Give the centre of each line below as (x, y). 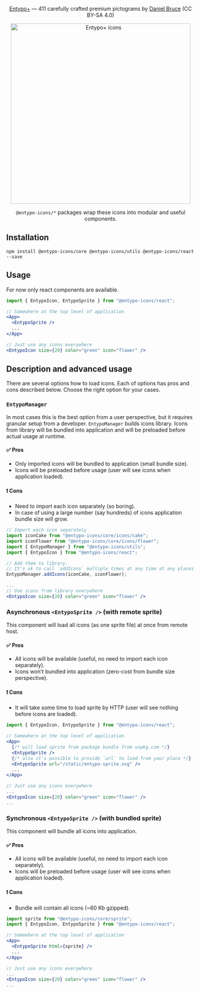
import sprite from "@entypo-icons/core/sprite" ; (69, 919)
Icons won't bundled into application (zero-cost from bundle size (95, 672)
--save (14, 257)
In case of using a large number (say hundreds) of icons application (99, 513)
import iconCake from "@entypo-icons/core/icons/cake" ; (77, 536)
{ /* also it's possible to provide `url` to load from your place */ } (101, 758)
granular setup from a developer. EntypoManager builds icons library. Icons (97, 423)
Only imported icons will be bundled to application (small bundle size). (101, 464)
